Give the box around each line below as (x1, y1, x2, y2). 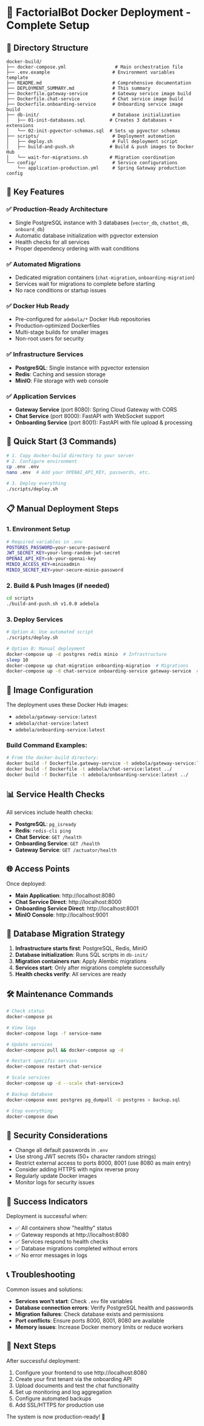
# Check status (6, 1008, 45, 1014)
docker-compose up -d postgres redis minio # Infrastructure (6, 651, 167, 657)
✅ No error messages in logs (15, 1252, 88, 1259)
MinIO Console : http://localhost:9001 (15, 911, 108, 918)
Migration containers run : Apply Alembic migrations (15, 957, 147, 965)
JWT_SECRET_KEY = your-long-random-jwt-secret (6, 550, 121, 556)
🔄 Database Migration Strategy (6, 928, 126, 939)
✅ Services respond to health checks (15, 1238, 109, 1245)
